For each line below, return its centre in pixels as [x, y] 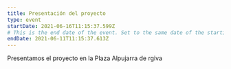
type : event [24, 20]
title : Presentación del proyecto [57, 13]
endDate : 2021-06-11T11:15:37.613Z [58, 39]
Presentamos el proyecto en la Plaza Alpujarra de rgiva [85, 58]
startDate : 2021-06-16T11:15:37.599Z [61, 26]
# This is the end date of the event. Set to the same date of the [106, 32]
